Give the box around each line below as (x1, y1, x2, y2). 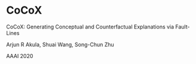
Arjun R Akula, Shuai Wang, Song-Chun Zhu (6, 41, 115, 48)
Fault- (175, 23, 190, 30)
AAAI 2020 (6, 52, 33, 59)
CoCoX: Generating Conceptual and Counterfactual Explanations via (6, 23, 174, 30)
